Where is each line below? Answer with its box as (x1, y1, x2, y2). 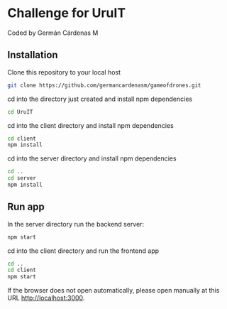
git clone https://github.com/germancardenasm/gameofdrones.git (7, 82, 201, 89)
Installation (7, 49, 58, 61)
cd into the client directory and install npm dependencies (7, 121, 174, 129)
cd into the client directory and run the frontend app (7, 246, 160, 255)
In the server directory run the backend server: (7, 219, 144, 228)
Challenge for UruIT (7, 5, 126, 21)
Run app (7, 201, 45, 213)
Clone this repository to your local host (7, 67, 121, 76)
